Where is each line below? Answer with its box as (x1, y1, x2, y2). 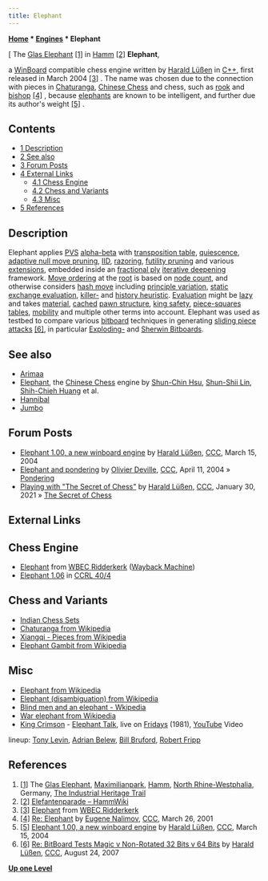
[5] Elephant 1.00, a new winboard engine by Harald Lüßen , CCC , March (19, 822, 258, 831)
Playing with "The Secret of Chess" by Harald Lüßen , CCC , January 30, (19, 481, 256, 491)
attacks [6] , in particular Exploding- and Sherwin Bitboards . (8, 324, 204, 334)
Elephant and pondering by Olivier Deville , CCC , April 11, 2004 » (19, 465, 230, 474)
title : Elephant (8, 11, 62, 20)
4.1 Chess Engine (31, 177, 89, 187)
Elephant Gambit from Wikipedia (19, 640, 126, 650)
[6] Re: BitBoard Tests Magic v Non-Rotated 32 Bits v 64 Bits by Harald (19, 839, 254, 849)
